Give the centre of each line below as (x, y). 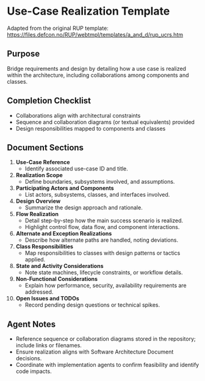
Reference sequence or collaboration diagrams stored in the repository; (106, 339)
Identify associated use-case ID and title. (77, 169)
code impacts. (34, 371)
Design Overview (38, 201)
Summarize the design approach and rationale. (84, 208)
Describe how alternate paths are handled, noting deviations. (102, 240)
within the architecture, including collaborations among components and (98, 75)
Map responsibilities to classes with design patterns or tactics (103, 253)
